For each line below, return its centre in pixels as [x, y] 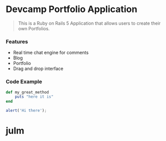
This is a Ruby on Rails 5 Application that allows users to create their [89, 23]
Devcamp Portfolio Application [72, 9]
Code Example [24, 82]
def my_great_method [28, 92]
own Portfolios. [34, 28]
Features [17, 41]
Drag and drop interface [38, 68]
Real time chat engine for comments [51, 53]
